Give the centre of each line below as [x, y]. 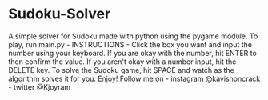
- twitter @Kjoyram [40, 87]
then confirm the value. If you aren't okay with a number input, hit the [122, 62]
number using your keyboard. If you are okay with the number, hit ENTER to [133, 53]
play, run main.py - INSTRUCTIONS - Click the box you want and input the [130, 44]
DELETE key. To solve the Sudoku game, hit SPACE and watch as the [121, 70]
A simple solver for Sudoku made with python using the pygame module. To [133, 36]
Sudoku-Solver [60, 14]
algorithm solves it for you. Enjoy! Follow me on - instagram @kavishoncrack [134, 78]
